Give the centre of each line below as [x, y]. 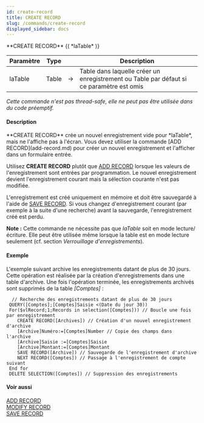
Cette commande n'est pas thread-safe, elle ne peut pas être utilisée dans [100, 101]
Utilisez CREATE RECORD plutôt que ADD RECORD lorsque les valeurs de [98, 166]
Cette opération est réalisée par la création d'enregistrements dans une [96, 275]
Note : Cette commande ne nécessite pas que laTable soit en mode [90, 229]
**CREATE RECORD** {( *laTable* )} [53, 46]
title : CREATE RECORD [34, 18]
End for [19, 368]
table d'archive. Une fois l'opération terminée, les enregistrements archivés [100, 282]
